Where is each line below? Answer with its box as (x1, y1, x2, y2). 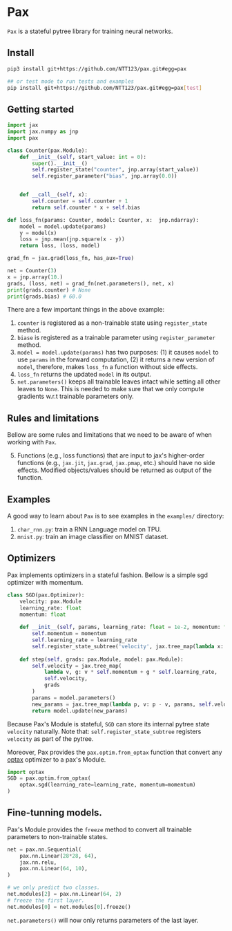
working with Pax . (7, 438, 57, 446)
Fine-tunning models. (7, 807, 102, 819)
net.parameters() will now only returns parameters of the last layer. (7, 916, 199, 924)
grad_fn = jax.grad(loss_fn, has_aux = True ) (7, 255, 135, 262)
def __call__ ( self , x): (19, 191, 88, 198)
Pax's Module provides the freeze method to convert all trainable (7, 825, 192, 834)
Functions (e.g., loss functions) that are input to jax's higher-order (17, 451, 205, 460)
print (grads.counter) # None (7, 286, 91, 294)
